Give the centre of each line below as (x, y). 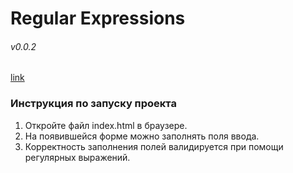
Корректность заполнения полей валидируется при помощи (154, 146)
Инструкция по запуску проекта (93, 104)
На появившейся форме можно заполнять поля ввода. (142, 136)
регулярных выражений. (77, 157)
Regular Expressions (98, 18)
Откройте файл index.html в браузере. (106, 125)
